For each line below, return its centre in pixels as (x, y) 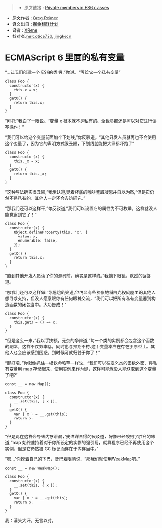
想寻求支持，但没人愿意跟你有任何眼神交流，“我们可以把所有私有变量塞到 (78, 298)
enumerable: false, (37, 240)
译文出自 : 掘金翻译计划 (35, 24)
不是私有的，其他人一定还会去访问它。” (47, 198)
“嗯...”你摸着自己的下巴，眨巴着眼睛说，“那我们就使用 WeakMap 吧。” (73, 459)
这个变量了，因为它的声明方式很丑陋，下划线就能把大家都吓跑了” (70, 143)
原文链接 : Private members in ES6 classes (66, 8)
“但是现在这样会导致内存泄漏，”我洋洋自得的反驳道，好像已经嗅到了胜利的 (78, 436)
